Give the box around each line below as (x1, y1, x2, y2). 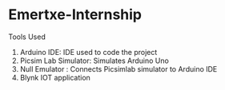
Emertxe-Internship (8, 6, 143, 24)
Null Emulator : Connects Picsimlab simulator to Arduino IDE (19, 64, 218, 73)
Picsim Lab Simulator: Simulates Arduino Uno (19, 56, 170, 65)
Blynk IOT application (19, 72, 90, 82)
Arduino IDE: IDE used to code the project (19, 47, 158, 57)
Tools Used (8, 32, 46, 41)
